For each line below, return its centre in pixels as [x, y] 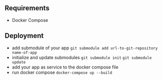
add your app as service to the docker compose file [65, 67]
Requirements [27, 8]
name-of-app [24, 52]
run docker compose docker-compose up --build [62, 72]
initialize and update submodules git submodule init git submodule [82, 57]
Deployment [24, 36]
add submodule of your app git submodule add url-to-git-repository [85, 48]
